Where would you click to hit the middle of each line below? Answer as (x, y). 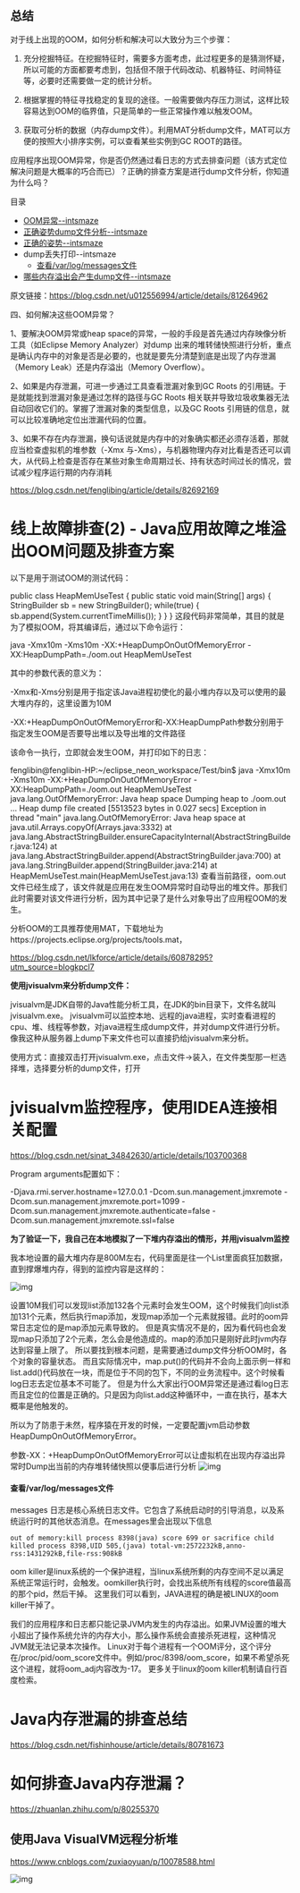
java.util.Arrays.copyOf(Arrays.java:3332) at (91, 827)
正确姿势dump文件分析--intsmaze (85, 232)
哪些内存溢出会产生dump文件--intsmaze (97, 276)
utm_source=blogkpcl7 (52, 967)
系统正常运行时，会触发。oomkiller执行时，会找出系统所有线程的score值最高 (151, 1583)
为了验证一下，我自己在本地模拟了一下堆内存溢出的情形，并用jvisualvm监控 (150, 1238)
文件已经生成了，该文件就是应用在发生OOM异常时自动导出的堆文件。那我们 (149, 887)
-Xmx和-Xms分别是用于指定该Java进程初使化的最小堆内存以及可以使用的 (145, 692)
